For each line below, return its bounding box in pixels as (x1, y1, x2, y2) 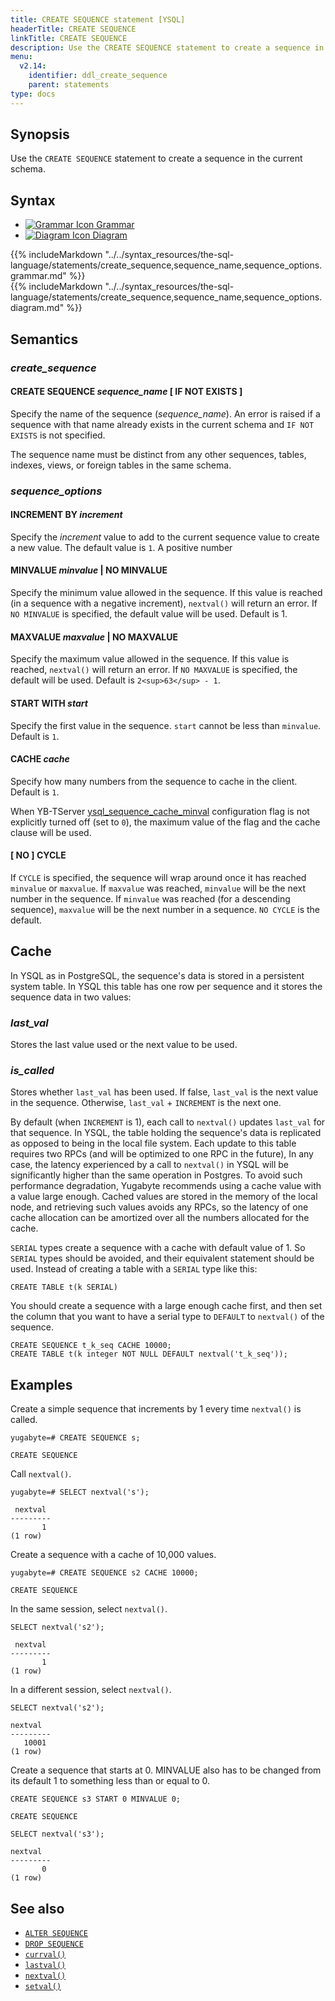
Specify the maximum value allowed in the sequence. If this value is (10, 653, 290, 665)
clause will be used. (10, 826, 92, 838)
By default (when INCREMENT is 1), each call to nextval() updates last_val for (10, 1116, 326, 1128)
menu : (10, 52, 33, 62)
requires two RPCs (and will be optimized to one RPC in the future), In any (10, 1148, 314, 1160)
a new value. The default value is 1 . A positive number (10, 541, 233, 553)
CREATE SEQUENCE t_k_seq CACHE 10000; (10, 1341, 172, 1351)
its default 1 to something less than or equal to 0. (10, 1775, 211, 1787)
